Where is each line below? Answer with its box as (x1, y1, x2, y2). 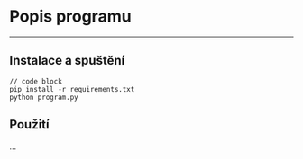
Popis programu (9, 6, 133, 27)
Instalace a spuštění (9, 53, 125, 68)
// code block (9, 76, 63, 86)
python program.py (9, 93, 78, 102)
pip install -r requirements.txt (9, 84, 135, 93)
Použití (9, 117, 50, 132)
